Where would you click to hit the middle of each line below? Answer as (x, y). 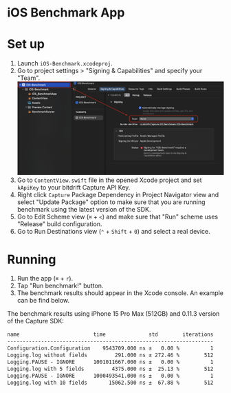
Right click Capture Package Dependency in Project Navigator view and (118, 195)
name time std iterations (110, 335)
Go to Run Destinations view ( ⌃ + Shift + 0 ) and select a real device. (114, 232)
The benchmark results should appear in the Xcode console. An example (120, 293)
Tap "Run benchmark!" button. (60, 286)
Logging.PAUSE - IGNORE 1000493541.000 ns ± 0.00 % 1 (110, 376)
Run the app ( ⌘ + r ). (45, 279)
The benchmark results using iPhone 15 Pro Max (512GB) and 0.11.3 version (113, 314)
